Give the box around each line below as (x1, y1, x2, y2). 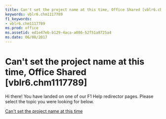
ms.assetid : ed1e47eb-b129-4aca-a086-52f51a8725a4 (5, 30, 112, 35)
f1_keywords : (5, 16, 32, 21)
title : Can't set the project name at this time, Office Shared (5, 7, 140, 12)
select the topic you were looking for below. (5, 98, 94, 104)
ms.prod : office (5, 26, 39, 31)
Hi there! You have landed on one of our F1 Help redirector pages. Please (5, 93, 154, 99)
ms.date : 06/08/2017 (5, 35, 48, 40)
